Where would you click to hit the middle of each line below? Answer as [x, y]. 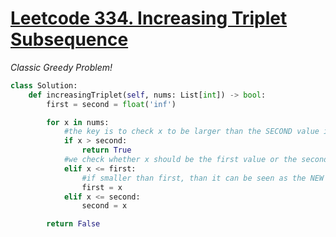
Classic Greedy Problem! [61, 67]
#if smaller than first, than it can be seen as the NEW [203, 178]
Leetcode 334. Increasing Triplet [149, 18]
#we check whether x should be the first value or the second [196, 160]
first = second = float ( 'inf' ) [111, 104]
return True [106, 150]
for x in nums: [78, 122]
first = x [102, 187]
